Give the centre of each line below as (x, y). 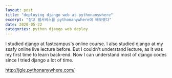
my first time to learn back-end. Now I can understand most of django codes (86, 55)
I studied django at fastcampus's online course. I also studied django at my (84, 44)
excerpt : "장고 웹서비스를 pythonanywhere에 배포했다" (58, 19)
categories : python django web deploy (47, 29)
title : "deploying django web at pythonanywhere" (59, 15)
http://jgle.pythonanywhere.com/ (40, 70)
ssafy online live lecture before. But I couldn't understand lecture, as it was (84, 49)
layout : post (19, 10)
